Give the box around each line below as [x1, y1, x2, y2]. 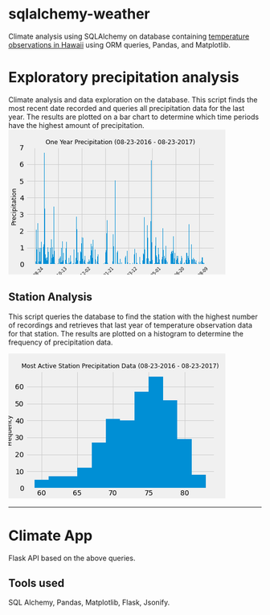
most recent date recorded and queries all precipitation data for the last [8, 103, 245, 113]
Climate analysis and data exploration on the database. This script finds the [8, 94, 258, 105]
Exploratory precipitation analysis [8, 68, 239, 87]
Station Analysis [8, 291, 92, 304]
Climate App [8, 526, 93, 544]
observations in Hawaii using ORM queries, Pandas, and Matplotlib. [8, 39, 231, 49]
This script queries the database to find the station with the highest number [8, 312, 259, 321]
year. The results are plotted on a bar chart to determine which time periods [8, 112, 260, 122]
